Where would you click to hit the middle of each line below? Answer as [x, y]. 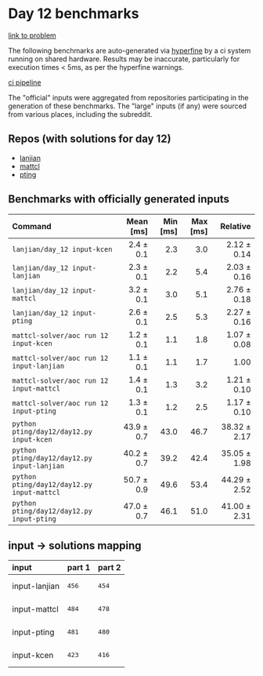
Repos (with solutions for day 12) [90, 139]
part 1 [79, 568]
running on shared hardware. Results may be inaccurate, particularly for [124, 59]
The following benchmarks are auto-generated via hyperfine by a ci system [130, 50]
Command [32, 226]
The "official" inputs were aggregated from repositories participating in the [128, 97]
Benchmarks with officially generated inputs [119, 200]
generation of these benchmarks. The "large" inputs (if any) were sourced [128, 106]
